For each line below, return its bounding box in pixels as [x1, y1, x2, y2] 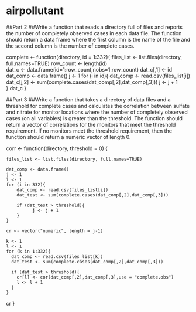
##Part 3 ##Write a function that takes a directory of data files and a [6, 96, 171, 103]
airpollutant [6, 4, 64, 18]
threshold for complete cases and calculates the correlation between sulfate [6, 102, 190, 109]
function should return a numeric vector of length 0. [6, 133, 131, 140]
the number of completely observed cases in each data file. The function [6, 29, 182, 36]
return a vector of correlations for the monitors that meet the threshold [6, 121, 176, 128]
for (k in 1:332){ [6, 248, 51, 255]
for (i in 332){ [6, 182, 46, 188]
